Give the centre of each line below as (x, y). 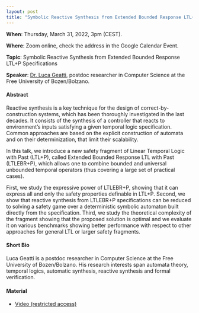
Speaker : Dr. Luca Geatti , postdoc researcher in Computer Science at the (96, 75)
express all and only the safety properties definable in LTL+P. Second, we (96, 194)
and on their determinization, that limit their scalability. (72, 139)
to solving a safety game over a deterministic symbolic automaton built (92, 206)
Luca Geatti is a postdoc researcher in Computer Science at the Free (90, 258)
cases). (15, 176)
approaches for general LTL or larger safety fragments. (73, 231)
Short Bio (18, 245)
